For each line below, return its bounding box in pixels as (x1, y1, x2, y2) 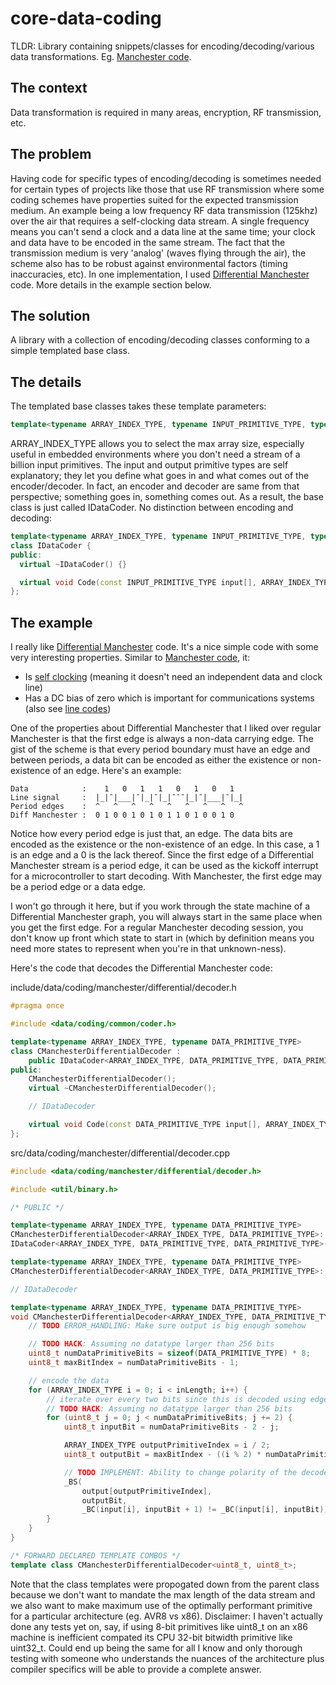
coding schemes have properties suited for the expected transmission (10, 193, 299, 206)
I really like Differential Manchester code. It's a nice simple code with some (10, 641, 319, 653)
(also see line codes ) (24, 703, 112, 715)
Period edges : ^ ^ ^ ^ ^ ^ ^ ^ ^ (10, 802, 244, 812)
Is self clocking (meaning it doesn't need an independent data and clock (24, 671, 323, 683)
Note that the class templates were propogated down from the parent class (10, 1578, 320, 1590)
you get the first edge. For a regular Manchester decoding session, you (10, 922, 304, 934)
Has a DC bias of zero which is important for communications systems (24, 692, 315, 704)
